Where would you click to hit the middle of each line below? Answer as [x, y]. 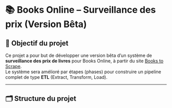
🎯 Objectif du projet [37, 43]
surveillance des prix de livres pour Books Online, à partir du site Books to [84, 61]
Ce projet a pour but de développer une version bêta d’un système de [79, 55]
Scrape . [14, 66]
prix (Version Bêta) [46, 24]
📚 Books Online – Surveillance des [81, 10]
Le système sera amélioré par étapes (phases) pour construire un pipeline [83, 72]
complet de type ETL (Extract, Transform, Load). [56, 77]
